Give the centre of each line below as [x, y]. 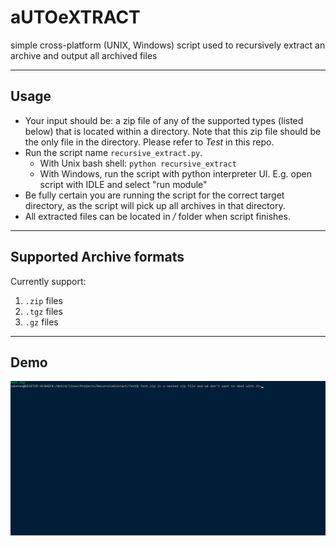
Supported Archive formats [97, 257]
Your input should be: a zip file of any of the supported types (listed [164, 120]
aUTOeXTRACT [75, 17]
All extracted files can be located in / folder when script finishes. [157, 216]
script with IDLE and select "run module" [123, 184]
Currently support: [48, 281]
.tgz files [43, 311]
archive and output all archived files [84, 55]
